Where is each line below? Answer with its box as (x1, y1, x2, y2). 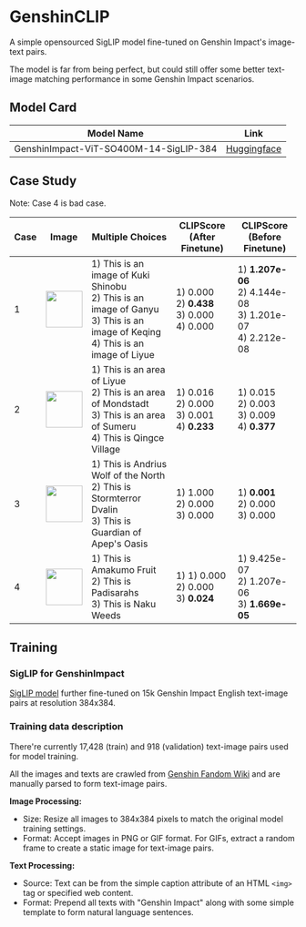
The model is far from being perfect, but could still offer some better (9, 64, 266, 75)
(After (189, 230, 216, 243)
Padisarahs (90, 586, 139, 598)
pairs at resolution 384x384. (9, 698, 117, 708)
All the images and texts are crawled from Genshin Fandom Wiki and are (9, 768, 280, 779)
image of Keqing (90, 325, 162, 338)
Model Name (87, 127, 144, 139)
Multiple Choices (91, 230, 167, 243)
